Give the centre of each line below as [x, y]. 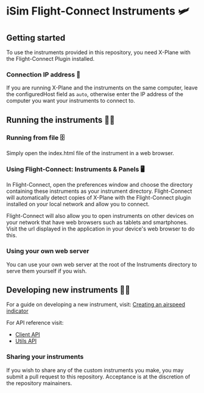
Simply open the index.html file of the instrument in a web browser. [90, 153]
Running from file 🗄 [36, 137]
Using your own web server [48, 251]
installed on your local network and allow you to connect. [78, 204]
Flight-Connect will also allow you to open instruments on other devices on [100, 216]
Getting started [36, 37]
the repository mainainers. [39, 383]
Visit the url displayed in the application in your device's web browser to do [100, 229]
